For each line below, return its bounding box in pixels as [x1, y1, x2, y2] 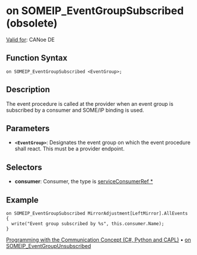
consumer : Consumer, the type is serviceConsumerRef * [14, 178, 153, 185]
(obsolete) [6, 16, 58, 30]
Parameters [6, 123, 50, 133]
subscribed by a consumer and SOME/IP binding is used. [6, 106, 144, 113]
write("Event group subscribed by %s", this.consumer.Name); [11, 221, 165, 227]
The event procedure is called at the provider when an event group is [6, 100, 173, 107]
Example [6, 195, 39, 205]
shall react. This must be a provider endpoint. [14, 145, 125, 152]
